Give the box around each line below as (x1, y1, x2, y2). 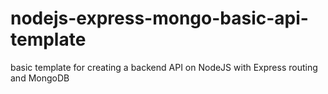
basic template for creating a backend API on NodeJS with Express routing (10, 61, 318, 73)
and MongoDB (10, 72, 70, 84)
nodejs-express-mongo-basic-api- (10, 7, 309, 30)
